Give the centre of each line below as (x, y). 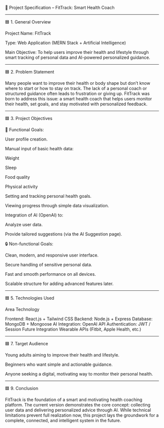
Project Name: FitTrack (28, 33)
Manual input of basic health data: (39, 149)
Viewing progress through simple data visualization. (57, 205)
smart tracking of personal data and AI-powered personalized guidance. (78, 57)
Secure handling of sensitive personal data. (49, 265)
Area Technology (22, 309)
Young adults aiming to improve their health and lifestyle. (62, 355)
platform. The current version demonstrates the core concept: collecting (78, 405)
